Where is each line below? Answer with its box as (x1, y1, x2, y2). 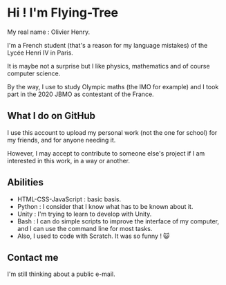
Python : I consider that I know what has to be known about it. (17, 202, 194, 210)
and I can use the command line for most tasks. (17, 224, 153, 232)
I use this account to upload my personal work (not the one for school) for (7, 128, 218, 136)
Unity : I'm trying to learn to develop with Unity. (17, 210, 152, 218)
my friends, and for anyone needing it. (7, 136, 116, 144)
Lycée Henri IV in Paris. (7, 48, 74, 57)
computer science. (7, 69, 61, 77)
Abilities (7, 176, 44, 188)
